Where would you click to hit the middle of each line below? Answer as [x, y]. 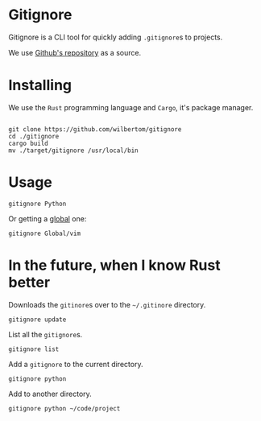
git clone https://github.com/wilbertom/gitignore [95, 129]
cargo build [28, 143]
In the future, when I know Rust [114, 265]
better [29, 283]
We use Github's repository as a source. [75, 52]
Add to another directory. [50, 394]
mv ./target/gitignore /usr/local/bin [73, 151]
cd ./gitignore [34, 136]
